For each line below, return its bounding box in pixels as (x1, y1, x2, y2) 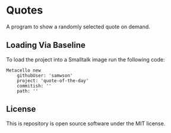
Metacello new (6, 67, 42, 73)
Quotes (6, 4, 43, 17)
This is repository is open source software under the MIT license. (6, 119, 166, 127)
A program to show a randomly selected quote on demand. (6, 23, 150, 30)
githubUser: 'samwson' (17, 72, 73, 79)
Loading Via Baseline (6, 40, 86, 50)
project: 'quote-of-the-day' (17, 77, 89, 83)
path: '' (17, 88, 39, 94)
